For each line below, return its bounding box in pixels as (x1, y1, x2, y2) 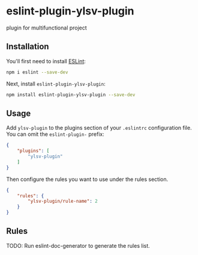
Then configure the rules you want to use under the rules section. (6, 176, 169, 183)
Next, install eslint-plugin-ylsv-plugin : (6, 80, 106, 87)
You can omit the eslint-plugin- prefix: (6, 131, 104, 138)
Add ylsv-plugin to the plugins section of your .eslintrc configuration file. (6, 124, 192, 132)
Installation (6, 41, 49, 52)
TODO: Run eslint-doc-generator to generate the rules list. (6, 242, 150, 249)
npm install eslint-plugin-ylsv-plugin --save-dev (6, 91, 136, 97)
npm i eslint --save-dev (6, 69, 68, 75)
